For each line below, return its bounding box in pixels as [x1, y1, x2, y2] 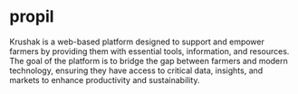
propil [9, 6, 54, 27]
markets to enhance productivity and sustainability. [9, 74, 200, 85]
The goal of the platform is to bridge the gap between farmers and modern [9, 55, 288, 66]
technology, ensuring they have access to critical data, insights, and [9, 65, 264, 76]
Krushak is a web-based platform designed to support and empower [9, 36, 265, 47]
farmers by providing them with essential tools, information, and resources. [9, 45, 290, 56]
